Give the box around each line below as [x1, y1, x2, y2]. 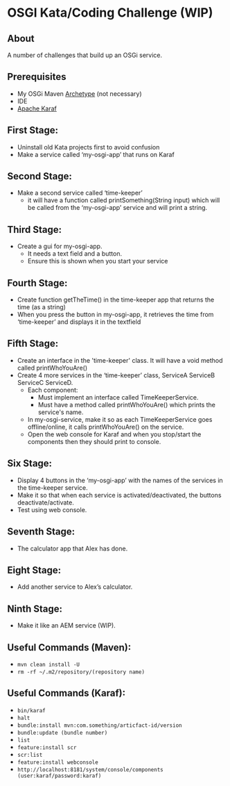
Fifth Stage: [7, 338, 59, 350]
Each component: [27, 386, 78, 394]
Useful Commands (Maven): [7, 641, 132, 653]
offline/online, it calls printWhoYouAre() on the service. [27, 423, 184, 431]
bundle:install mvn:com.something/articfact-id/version [17, 721, 182, 729]
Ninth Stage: [7, 603, 63, 614]
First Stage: [7, 124, 59, 136]
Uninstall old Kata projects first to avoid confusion [17, 142, 160, 151]
